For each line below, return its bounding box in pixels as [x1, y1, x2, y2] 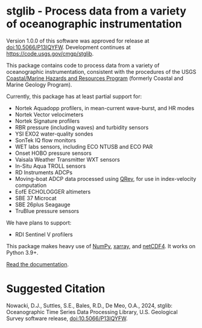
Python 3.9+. [6, 249, 39, 256]
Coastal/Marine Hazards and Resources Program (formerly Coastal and [6, 74, 184, 82]
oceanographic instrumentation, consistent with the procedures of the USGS [6, 68, 197, 75]
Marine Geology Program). [6, 80, 72, 88]
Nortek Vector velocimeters [14, 111, 84, 118]
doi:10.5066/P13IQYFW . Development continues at [6, 44, 131, 51]
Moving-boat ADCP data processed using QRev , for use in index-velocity [14, 175, 197, 182]
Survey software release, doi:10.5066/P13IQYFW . [6, 315, 128, 322]
